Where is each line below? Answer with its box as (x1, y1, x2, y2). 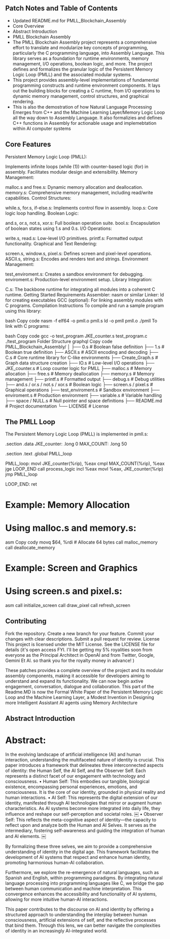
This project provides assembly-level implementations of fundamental (12, 77, 159, 83)
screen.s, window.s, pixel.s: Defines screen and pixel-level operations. (5, 250, 152, 256)
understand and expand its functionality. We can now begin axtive (5, 678, 144, 684)
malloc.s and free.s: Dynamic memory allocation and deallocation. (5, 184, 144, 190)
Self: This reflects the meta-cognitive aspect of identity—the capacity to (5, 817, 156, 823)
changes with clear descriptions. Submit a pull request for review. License (5, 635, 160, 642)
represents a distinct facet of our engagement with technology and (5, 773, 146, 779)
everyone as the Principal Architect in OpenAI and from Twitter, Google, (5, 652, 155, 658)
